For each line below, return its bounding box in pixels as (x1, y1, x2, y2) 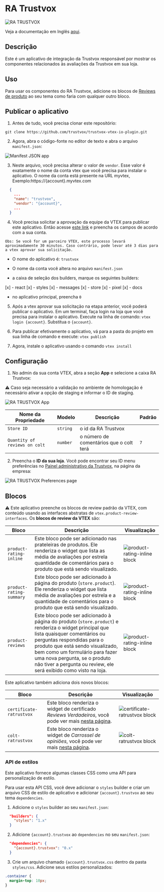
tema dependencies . (5, 795, 44, 801)
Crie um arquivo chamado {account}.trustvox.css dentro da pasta (12, 859, 146, 865)
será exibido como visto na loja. (34, 667, 107, 674)
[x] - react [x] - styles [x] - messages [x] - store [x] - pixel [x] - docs (5, 284, 143, 290)
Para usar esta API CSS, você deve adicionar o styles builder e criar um (5, 785, 150, 790)
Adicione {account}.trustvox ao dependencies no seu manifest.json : (12, 831, 150, 838)
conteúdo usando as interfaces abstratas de (5, 510, 94, 516)
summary (7, 595, 25, 600)
